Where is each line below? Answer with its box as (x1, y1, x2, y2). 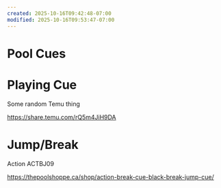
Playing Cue (7, 77, 77, 92)
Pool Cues (7, 46, 66, 62)
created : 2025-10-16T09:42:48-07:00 (7, 10, 112, 17)
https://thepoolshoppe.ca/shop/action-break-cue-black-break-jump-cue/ (7, 172, 214, 181)
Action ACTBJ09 (7, 159, 55, 167)
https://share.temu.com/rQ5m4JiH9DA (7, 113, 116, 121)
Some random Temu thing (7, 100, 81, 108)
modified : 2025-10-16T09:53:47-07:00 (7, 16, 115, 23)
